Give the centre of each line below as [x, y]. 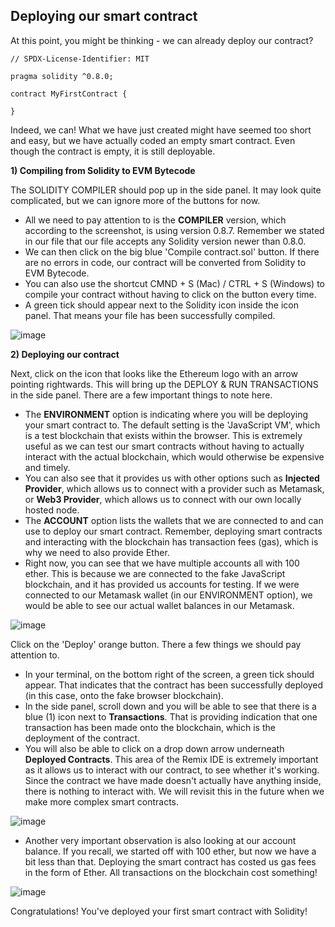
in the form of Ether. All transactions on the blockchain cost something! [171, 872]
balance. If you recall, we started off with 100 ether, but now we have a [170, 851]
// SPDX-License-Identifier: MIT [80, 59]
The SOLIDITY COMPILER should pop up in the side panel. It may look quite [166, 190]
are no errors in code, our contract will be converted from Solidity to [165, 262]
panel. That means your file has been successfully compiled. [150, 315]
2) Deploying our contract [65, 354]
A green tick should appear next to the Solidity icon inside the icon [161, 305]
